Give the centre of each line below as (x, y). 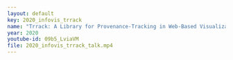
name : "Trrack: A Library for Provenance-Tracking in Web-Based (102, 26)
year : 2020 (23, 33)
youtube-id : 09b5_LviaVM (43, 39)
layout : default (31, 13)
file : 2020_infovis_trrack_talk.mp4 (60, 46)
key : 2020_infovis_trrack (44, 20)
